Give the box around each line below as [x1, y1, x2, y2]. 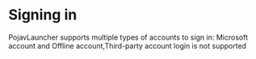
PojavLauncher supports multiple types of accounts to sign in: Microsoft [8, 32, 249, 42]
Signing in [8, 6, 78, 24]
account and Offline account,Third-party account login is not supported [8, 40, 247, 50]
